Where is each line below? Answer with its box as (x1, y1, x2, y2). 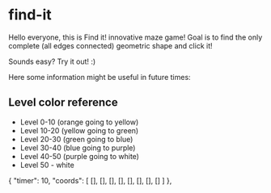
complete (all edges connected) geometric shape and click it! (8, 40, 213, 50)
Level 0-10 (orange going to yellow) (19, 117, 139, 127)
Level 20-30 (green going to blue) (19, 134, 133, 144)
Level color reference (8, 95, 119, 110)
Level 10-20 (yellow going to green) (19, 125, 139, 135)
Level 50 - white (19, 160, 74, 170)
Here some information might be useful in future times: (8, 72, 192, 82)
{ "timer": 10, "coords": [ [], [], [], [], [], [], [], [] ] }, (8, 175, 172, 185)
